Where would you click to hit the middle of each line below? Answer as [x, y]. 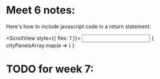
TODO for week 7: [50, 69]
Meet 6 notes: [41, 10]
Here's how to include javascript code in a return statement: [79, 26]
